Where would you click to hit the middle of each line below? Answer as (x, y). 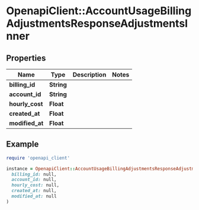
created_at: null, (34, 191)
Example (23, 144)
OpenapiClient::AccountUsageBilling (99, 11)
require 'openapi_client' (38, 158)
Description (89, 74)
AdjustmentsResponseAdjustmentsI (97, 23)
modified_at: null (34, 196)
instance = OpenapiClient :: (41, 168)
